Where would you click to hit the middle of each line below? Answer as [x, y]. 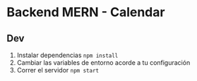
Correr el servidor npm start [58, 70]
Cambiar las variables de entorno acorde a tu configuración [103, 63]
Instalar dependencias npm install [67, 55]
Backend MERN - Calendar [86, 12]
